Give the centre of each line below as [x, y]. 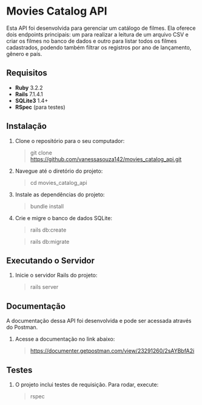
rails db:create [48, 230]
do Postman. [22, 327]
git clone [41, 153]
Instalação [27, 126]
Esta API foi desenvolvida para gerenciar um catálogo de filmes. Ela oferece [101, 28]
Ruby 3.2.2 [29, 88]
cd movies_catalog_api [59, 182]
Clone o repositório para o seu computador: [70, 140]
